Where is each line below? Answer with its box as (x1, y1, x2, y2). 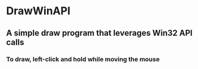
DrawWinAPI (6, 4, 71, 18)
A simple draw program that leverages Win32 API (6, 28, 193, 38)
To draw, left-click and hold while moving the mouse (6, 55, 160, 63)
